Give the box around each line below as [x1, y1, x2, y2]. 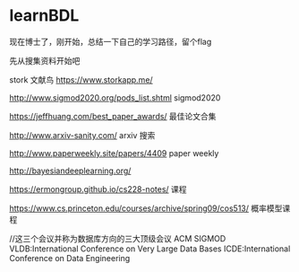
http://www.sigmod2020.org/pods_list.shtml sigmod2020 [9, 92, 221, 103]
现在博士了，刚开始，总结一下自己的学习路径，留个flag [9, 36, 212, 47]
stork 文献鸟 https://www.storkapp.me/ [9, 74, 154, 85]
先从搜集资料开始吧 [9, 55, 81, 66]
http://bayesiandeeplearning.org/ [9, 165, 132, 176]
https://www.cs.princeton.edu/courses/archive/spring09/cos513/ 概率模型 [9, 203, 283, 214]
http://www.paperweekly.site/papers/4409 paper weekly [9, 147, 219, 158]
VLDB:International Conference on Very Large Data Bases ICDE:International [9, 243, 291, 254]
